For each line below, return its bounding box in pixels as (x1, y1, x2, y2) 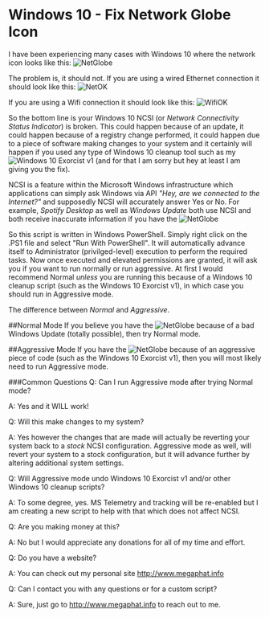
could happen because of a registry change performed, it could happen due (8, 130, 260, 140)
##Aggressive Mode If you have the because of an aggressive (8, 344, 255, 354)
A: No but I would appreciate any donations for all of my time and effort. (8, 537, 246, 547)
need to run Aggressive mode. (8, 362, 108, 371)
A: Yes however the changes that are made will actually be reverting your (8, 432, 251, 442)
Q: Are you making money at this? (8, 521, 120, 531)
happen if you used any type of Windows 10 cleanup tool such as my (8, 147, 236, 157)
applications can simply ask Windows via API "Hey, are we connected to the (8, 188, 260, 198)
